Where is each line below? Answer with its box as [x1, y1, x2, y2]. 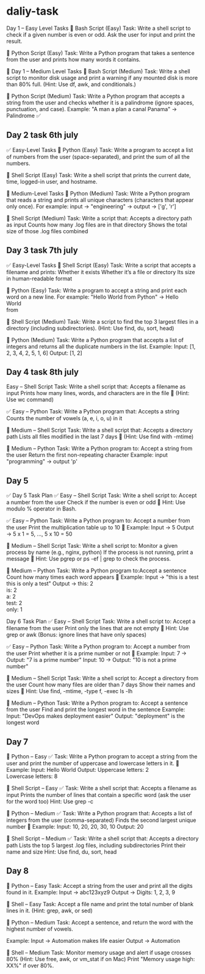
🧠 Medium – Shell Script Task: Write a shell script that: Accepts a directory [6, 426, 193, 434]
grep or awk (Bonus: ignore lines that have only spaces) [6, 631, 147, 639]
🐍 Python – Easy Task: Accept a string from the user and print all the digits [6, 882, 193, 889]
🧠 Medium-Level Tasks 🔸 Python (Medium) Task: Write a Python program [6, 189, 190, 197]
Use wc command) [6, 396, 54, 404]
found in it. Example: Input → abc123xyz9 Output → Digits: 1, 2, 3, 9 [6, 889, 176, 896]
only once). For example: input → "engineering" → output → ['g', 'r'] [6, 203, 177, 210]
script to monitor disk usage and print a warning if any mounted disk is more [6, 74, 198, 81]
